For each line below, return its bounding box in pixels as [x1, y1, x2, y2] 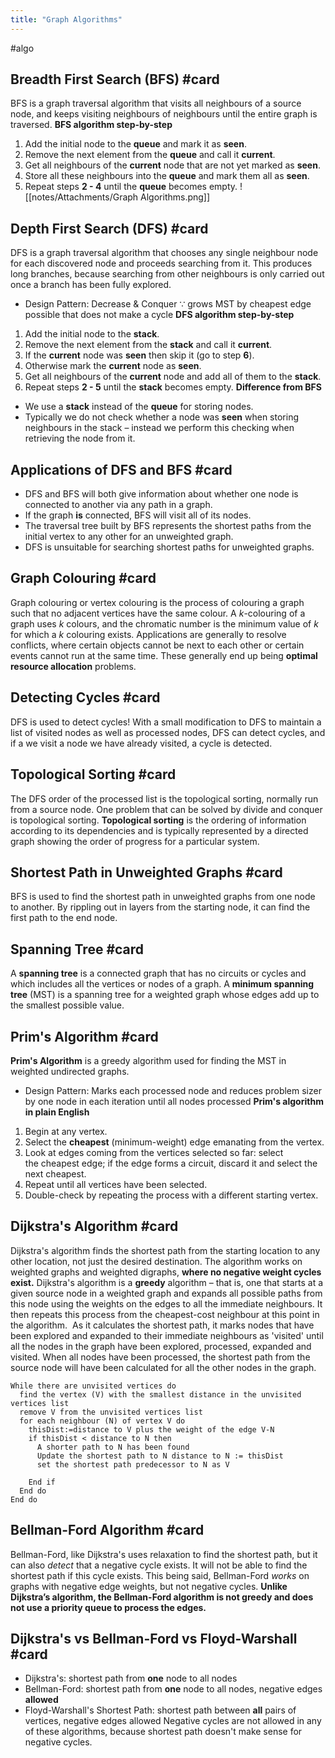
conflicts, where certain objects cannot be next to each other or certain [10, 639, 305, 651]
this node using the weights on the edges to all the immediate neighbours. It [10, 1297, 323, 1310]
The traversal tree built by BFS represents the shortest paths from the [24, 520, 312, 532]
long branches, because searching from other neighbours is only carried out [10, 268, 325, 280]
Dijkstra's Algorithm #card [10, 1218, 179, 1235]
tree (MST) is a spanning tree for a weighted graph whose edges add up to [10, 989, 320, 1001]
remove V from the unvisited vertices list [19, 1407, 203, 1417]
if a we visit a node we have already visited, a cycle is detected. [10, 737, 273, 749]
